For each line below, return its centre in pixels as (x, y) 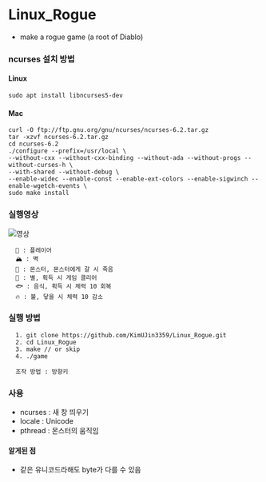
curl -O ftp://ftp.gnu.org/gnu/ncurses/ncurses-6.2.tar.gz (109, 130)
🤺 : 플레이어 (34, 250)
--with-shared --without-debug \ (64, 172)
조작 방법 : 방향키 (42, 372)
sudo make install (39, 193)
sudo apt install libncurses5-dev (66, 96)
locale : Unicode (47, 421)
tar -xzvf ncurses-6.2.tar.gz (59, 137)
